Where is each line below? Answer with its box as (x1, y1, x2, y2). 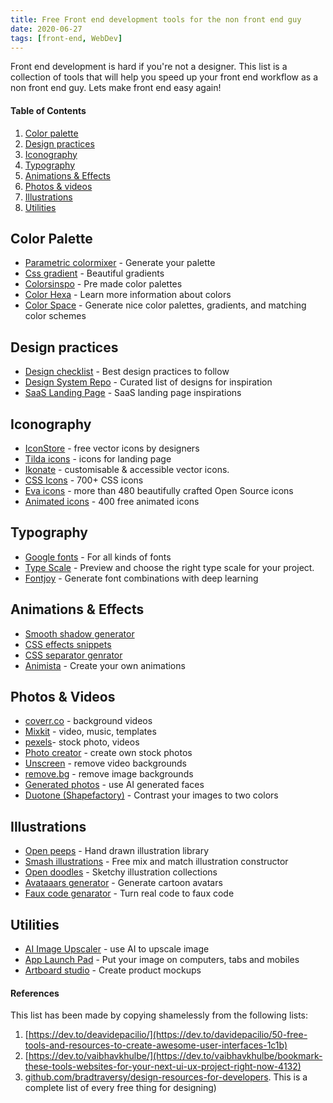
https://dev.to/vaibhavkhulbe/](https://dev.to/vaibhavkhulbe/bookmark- (28, 1050, 323, 1062)
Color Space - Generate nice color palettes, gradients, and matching (24, 299, 307, 311)
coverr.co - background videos (24, 715, 153, 727)
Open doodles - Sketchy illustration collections (24, 866, 218, 878)
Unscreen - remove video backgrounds (24, 757, 187, 770)
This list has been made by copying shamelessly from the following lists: (10, 1009, 309, 1021)
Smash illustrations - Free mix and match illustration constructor (24, 856, 289, 868)
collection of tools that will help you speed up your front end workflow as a (10, 71, 319, 83)
